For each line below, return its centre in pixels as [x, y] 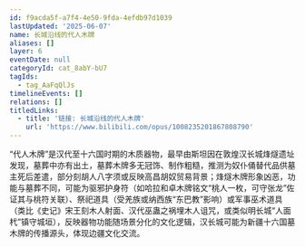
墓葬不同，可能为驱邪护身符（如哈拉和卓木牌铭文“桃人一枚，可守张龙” [156, 188]
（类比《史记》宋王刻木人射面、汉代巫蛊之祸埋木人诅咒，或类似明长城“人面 [151, 210]
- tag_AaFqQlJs [46, 85]
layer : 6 [26, 52]
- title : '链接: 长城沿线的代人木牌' [81, 119]
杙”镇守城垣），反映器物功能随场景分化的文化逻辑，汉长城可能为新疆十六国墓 [152, 222]
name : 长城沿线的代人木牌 [52, 34]
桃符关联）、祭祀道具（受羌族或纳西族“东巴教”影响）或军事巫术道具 [158, 199]
